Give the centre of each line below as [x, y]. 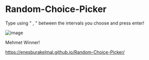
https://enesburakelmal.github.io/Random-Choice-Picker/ [65, 52]
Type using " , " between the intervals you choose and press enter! [75, 23]
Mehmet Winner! [23, 42]
